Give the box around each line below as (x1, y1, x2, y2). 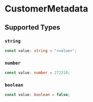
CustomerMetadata (5, 3, 88, 15)
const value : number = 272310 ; (5, 70, 70, 75)
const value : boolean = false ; (5, 92, 70, 97)
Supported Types (5, 23, 61, 32)
